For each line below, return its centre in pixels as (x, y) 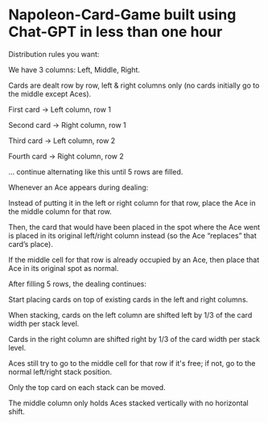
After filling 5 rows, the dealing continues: (77, 284)
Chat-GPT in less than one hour (115, 32)
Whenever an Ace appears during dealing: (78, 187)
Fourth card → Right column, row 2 (66, 156)
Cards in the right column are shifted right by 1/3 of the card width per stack (134, 339)
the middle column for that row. (60, 211)
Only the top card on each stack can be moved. (87, 387)
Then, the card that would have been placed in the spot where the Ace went (134, 227)
